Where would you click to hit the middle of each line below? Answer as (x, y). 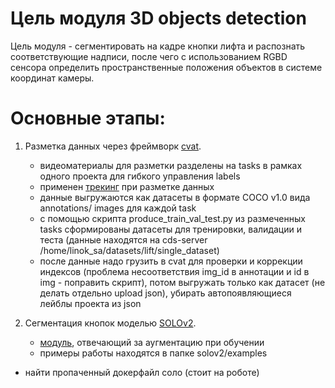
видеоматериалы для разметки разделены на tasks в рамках (171, 165)
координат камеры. (52, 78)
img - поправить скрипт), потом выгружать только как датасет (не (182, 282)
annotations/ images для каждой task (118, 208)
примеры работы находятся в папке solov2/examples (153, 353)
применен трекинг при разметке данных (127, 186)
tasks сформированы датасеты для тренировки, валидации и (170, 229)
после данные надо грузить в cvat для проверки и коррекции (171, 261)
